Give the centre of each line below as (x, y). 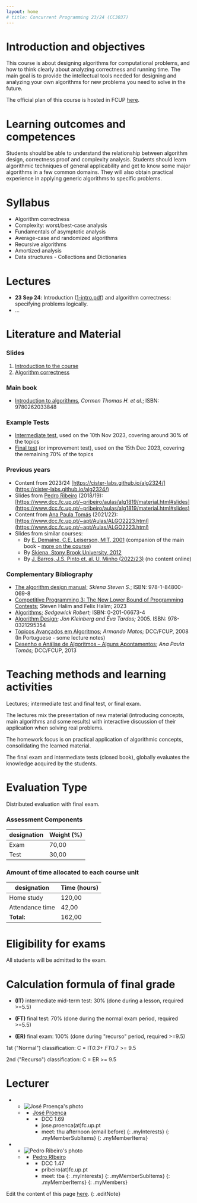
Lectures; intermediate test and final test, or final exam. (74, 703)
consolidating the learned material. (49, 746)
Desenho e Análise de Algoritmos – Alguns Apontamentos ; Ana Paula (99, 644)
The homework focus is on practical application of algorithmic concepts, (95, 739)
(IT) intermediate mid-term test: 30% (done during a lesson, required (99, 1001)
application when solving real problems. (55, 728)
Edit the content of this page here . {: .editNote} (63, 1194)
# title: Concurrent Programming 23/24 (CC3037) (67, 17)
